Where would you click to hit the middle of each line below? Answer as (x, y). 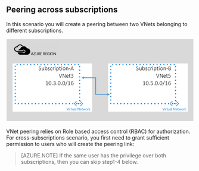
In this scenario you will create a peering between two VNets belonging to (97, 24)
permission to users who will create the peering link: (70, 144)
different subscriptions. (35, 30)
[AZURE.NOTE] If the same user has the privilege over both (94, 156)
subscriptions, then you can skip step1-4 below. (79, 162)
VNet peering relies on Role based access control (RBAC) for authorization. (98, 132)
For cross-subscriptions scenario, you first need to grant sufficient (88, 138)
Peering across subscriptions (62, 10)
